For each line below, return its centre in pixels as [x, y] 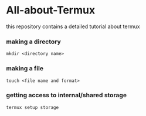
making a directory [34, 42]
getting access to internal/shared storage [67, 95]
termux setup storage [33, 107]
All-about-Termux [51, 10]
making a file [25, 69]
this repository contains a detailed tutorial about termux [73, 26]
